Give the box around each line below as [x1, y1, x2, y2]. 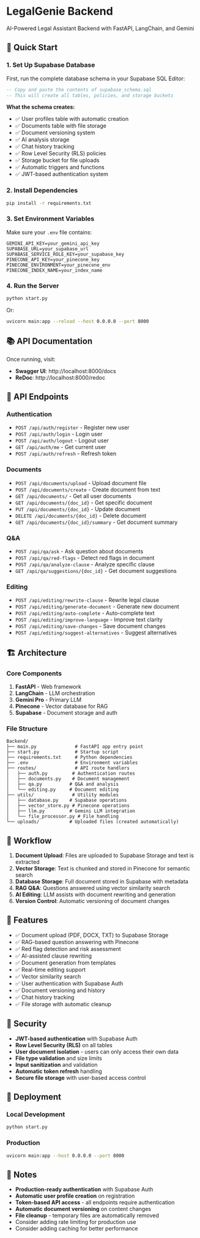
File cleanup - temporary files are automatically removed [15, 1212, 159, 1219]
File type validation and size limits [15, 1054, 103, 1062]
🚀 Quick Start [6, 42, 58, 53]
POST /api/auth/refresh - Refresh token [15, 450, 117, 458]
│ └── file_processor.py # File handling [6, 813, 119, 820]
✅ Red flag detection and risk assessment [15, 945, 121, 952]
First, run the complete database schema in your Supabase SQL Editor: [6, 75, 185, 82]
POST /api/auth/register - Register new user [15, 424, 130, 431]
